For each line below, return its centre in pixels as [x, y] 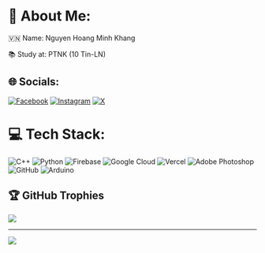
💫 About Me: [50, 16]
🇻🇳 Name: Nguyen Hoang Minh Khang [72, 38]
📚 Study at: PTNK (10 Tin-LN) [57, 54]
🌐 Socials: [34, 82]
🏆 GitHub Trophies [56, 196]
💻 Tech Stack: [57, 134]
